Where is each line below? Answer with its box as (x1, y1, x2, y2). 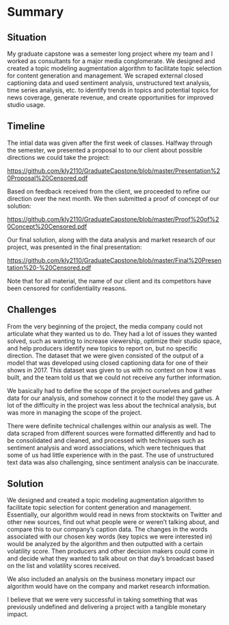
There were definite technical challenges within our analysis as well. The (7, 421, 212, 429)
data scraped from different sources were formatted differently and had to (7, 429, 216, 437)
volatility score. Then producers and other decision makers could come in (7, 547, 215, 556)
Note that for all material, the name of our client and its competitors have (7, 276, 212, 285)
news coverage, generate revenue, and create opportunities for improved (7, 93, 214, 102)
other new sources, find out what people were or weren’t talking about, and (7, 518, 219, 526)
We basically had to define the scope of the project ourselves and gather (7, 386, 213, 394)
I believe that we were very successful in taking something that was (7, 595, 198, 604)
